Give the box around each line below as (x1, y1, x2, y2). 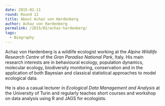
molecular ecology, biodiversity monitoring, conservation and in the (5, 64, 143, 70)
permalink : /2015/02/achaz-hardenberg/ (5, 26, 88, 31)
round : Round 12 (5, 12, 39, 17)
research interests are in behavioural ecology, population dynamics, (5, 59, 144, 65)
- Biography (9, 35, 35, 40)
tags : (5, 30, 16, 35)
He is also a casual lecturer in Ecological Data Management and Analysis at (5, 85, 160, 91)
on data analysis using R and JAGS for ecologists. (5, 95, 107, 101)
